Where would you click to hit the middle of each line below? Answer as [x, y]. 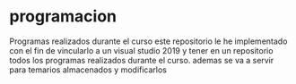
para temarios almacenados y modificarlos [88, 70]
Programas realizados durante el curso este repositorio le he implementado [148, 41]
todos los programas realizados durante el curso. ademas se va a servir [142, 60]
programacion [63, 17]
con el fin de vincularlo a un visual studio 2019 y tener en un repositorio [141, 50]
